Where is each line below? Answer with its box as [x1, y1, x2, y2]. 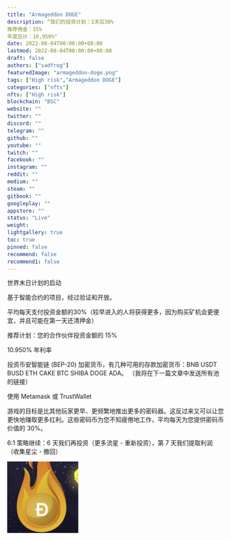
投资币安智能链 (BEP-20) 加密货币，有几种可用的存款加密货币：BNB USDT [7, 360, 218, 368]
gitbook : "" [7, 193, 41, 200]
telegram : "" [7, 127, 45, 134]
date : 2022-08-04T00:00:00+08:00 [7, 40, 103, 48]
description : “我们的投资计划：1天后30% [7, 18, 114, 25]
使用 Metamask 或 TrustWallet [7, 393, 92, 401]
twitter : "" [7, 113, 41, 120]
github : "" [7, 134, 38, 141]
